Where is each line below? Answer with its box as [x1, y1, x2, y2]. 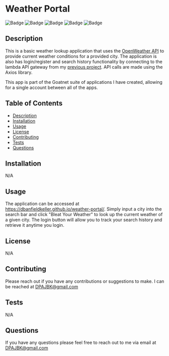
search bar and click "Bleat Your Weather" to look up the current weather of [5, 212, 163, 218]
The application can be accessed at [5, 200, 80, 207]
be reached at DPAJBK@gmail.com [5, 283, 78, 289]
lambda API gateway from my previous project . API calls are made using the [5, 64, 163, 70]
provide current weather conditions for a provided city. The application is [5, 53, 157, 59]
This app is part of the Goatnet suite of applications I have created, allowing [5, 79, 163, 85]
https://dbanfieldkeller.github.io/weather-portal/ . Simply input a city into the [5, 206, 162, 212]
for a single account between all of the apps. [5, 84, 98, 90]
